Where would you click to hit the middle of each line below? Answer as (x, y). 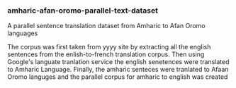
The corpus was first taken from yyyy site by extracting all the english (109, 47)
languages (23, 33)
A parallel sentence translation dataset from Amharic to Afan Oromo (106, 26)
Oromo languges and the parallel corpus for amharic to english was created (118, 77)
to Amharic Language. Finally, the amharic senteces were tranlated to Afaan (118, 70)
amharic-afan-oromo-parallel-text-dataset (83, 11)
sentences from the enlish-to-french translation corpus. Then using (106, 54)
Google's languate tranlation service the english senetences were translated (118, 62)
